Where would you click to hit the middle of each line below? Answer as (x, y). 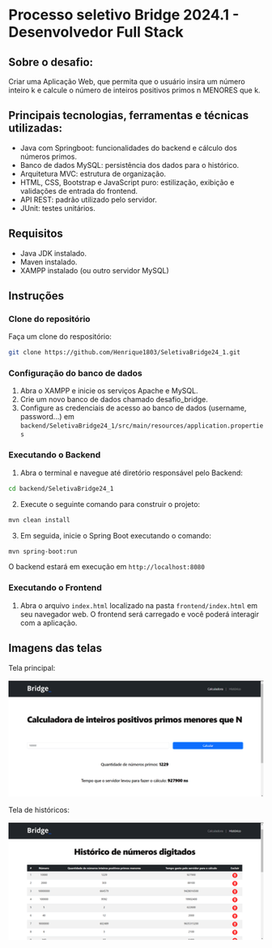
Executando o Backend (55, 455)
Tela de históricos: (39, 810)
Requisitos (36, 234)
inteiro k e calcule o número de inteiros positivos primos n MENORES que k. (134, 90)
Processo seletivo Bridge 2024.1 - (124, 15)
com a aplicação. (49, 623)
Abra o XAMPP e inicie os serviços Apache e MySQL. (109, 391)
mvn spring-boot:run (43, 551)
